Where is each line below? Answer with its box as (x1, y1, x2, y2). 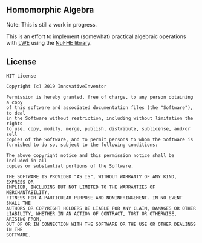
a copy (6, 99, 23, 105)
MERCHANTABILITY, (6, 189, 50, 196)
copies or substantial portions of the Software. (6, 163, 134, 169)
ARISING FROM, (6, 216, 42, 222)
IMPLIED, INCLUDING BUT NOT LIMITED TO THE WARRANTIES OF (6, 184, 155, 190)
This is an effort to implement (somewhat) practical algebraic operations (6, 33, 186, 40)
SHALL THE (6, 200, 31, 206)
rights (6, 121, 23, 127)
